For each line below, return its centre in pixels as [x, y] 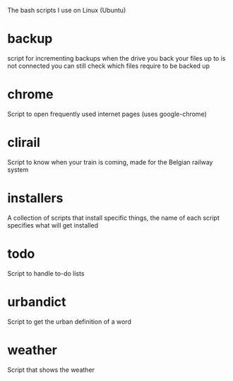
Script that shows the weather [51, 370]
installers [35, 198]
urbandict [37, 301]
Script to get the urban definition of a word [70, 322]
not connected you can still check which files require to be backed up [109, 66]
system [18, 170]
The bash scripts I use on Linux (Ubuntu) [67, 10]
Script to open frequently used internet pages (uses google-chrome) [107, 114]
